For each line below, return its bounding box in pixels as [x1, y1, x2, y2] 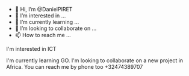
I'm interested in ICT [6, 45, 57, 52]
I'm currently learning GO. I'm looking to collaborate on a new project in [6, 57, 184, 64]
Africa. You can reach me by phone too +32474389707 [6, 63, 143, 70]
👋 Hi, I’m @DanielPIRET [14, 6, 73, 13]
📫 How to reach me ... [14, 32, 71, 38]
